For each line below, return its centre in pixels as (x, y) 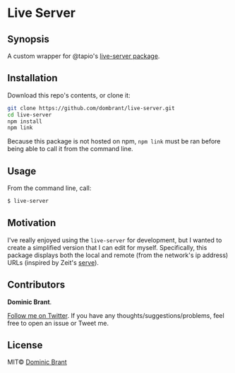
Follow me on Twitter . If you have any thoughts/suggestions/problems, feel (116, 315)
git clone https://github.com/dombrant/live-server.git (91, 108)
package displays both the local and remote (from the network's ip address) (118, 255)
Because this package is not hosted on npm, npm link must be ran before (114, 141)
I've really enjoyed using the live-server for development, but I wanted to (115, 240)
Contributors (36, 285)
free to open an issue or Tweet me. (58, 323)
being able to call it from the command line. (70, 149)
